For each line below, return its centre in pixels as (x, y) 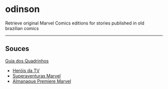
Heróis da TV (26, 70)
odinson (22, 9)
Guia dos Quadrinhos (27, 60)
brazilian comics (22, 28)
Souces (17, 49)
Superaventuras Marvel (36, 75)
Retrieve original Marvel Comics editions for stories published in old (75, 23)
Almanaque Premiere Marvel (42, 81)
